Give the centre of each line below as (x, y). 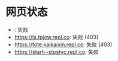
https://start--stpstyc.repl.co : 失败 (56, 52)
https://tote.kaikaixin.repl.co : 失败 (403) (63, 44)
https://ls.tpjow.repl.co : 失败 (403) (56, 37)
